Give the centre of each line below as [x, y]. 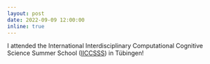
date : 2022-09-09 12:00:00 [46, 20]
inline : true [26, 26]
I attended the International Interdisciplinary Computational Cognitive [105, 46]
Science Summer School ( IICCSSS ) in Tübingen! [75, 53]
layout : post [26, 13]
